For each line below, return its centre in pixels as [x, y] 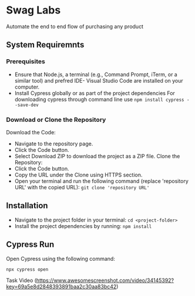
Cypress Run [30, 245]
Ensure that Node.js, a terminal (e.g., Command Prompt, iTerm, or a [96, 74]
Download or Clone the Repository [56, 120]
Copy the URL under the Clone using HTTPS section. [78, 175]
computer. [27, 87]
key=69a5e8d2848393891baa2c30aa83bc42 [61, 286]
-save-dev [27, 105]
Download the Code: [31, 132]
